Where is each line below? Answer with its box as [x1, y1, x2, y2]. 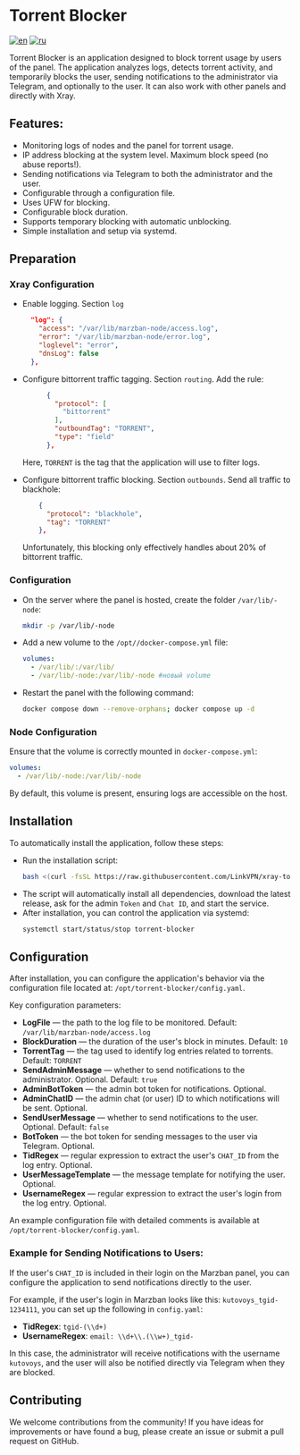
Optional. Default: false [21, 1121, 110, 1132]
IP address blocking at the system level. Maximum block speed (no [21, 149, 269, 160]
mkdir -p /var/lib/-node [21, 621, 115, 630]
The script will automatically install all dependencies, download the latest [21, 888, 291, 899]
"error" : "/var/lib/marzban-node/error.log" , [38, 333, 212, 342]
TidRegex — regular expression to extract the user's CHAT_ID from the [21, 1150, 279, 1161]
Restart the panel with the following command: [21, 688, 194, 698]
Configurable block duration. [21, 207, 128, 217]
